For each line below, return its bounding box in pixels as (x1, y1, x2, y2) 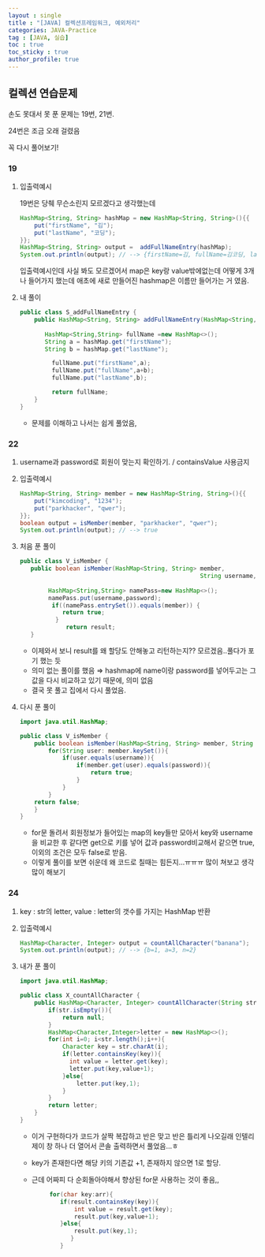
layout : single (8, 11, 62, 20)
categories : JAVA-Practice (8, 26, 97, 34)
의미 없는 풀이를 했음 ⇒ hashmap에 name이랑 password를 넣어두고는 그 (31, 666, 256, 675)
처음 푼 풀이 (19, 542, 57, 551)
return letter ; (48, 1102, 99, 1110)
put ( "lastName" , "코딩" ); (34, 229, 116, 237)
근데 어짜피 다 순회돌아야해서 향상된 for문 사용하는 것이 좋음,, (31, 1174, 219, 1184)
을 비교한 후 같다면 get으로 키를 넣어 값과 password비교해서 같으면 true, (31, 837, 255, 848)
